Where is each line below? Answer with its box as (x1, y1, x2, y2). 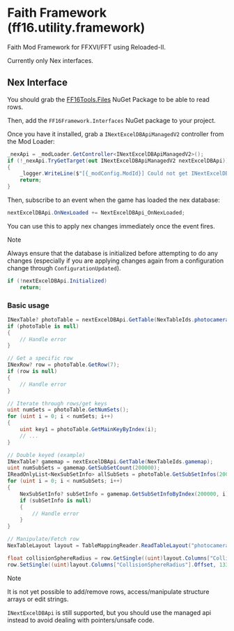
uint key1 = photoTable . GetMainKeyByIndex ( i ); (19, 426, 157, 433)
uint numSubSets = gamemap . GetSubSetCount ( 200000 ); (7, 465, 160, 472)
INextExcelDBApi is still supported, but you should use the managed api (7, 608, 211, 616)
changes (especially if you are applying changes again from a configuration (7, 256, 224, 265)
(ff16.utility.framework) (7, 20, 146, 36)
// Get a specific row (7, 355, 73, 362)
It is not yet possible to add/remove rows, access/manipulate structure (7, 587, 210, 595)
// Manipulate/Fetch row (7, 536, 79, 543)
